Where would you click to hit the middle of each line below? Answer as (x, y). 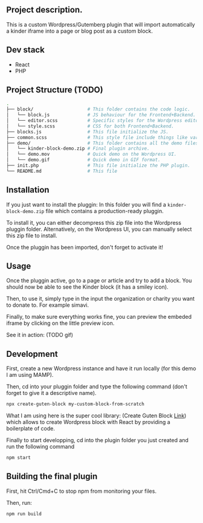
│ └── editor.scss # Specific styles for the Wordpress (94, 121)
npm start (19, 458)
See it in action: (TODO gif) (40, 335)
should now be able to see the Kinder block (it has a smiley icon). (87, 287)
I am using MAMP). (30, 375)
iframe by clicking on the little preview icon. (60, 323)
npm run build (24, 514)
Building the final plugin (52, 476)
